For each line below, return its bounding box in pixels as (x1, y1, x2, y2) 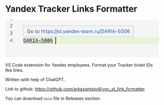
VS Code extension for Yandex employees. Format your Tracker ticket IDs (5, 62, 153, 68)
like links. (5, 67, 24, 73)
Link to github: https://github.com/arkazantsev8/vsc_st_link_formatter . (5, 86, 146, 92)
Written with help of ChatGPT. (5, 77, 65, 83)
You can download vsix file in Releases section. (5, 96, 101, 102)
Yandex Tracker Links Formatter (5, 3, 138, 15)
